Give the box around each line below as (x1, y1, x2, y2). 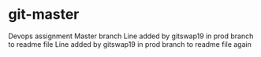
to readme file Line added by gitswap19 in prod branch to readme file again (8, 39, 252, 48)
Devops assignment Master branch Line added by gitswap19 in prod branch (8, 31, 254, 41)
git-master (8, 5, 80, 23)
